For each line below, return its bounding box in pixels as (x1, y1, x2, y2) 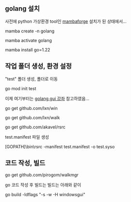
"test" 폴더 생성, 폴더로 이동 (5, 76, 58, 81)
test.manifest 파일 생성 (5, 134, 49, 140)
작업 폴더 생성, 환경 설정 (5, 62, 72, 70)
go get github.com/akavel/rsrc (5, 124, 65, 130)
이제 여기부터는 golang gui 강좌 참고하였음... (5, 95, 90, 101)
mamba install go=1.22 (5, 47, 50, 52)
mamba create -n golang (5, 28, 55, 34)
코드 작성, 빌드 (5, 159, 46, 167)
